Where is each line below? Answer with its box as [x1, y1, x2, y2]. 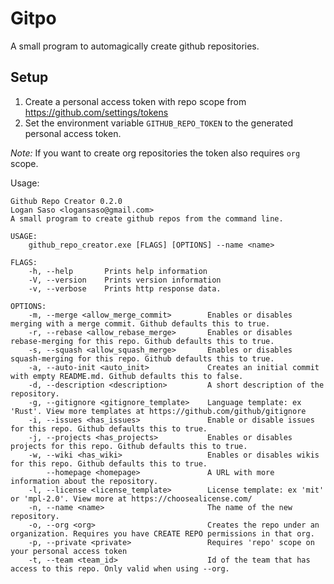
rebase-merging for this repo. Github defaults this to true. [10, 336, 275, 346]
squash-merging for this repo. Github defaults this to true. [10, 353, 275, 364]
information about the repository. [10, 476, 159, 486]
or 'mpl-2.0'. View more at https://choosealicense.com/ [10, 493, 253, 504]
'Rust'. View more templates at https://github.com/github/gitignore [10, 406, 307, 416]
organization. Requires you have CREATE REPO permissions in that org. [10, 528, 315, 539]
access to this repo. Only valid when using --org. [10, 563, 230, 574]
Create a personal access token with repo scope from [24, 95, 247, 107]
